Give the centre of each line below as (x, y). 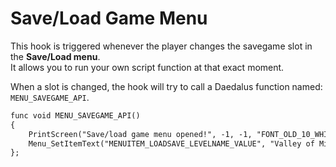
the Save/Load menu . (55, 56)
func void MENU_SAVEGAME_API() (75, 115)
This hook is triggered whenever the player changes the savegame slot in (161, 46)
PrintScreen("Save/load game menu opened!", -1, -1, (140, 134)
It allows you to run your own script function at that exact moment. (147, 67)
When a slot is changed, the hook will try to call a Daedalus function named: (166, 86)
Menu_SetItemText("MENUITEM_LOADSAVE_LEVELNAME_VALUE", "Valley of (171, 143)
